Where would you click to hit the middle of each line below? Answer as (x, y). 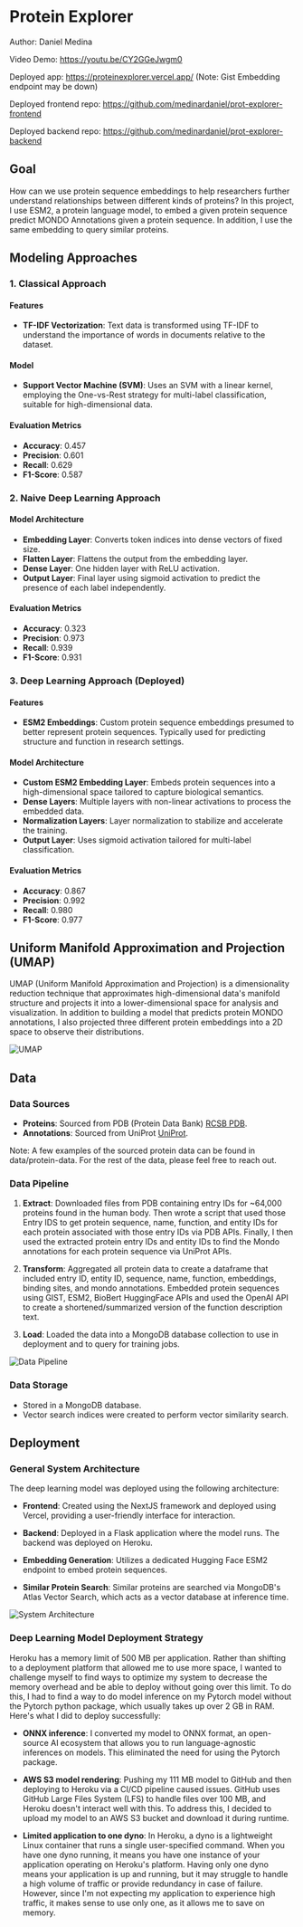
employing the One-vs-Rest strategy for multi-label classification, (144, 395)
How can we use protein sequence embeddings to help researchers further (150, 191)
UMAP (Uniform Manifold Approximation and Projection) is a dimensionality (149, 984)
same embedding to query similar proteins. (89, 229)
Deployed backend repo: (55, 131)
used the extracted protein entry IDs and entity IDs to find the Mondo (151, 1242)
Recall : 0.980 (47, 910)
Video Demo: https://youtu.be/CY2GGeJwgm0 (96, 59)
